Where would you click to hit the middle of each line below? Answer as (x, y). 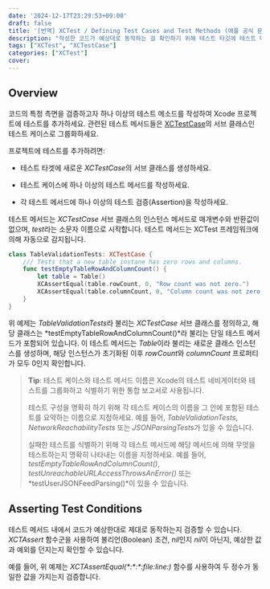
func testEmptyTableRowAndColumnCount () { (95, 269)
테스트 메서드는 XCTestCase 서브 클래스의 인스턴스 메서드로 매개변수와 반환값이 (134, 219)
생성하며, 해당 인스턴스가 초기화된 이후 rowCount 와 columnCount (127, 353)
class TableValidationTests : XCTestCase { (80, 254)
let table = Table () (72, 277)
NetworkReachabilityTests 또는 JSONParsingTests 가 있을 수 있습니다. (141, 427)
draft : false (30, 23)
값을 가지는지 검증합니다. (62, 576)
